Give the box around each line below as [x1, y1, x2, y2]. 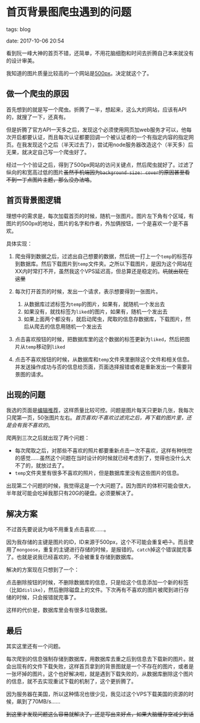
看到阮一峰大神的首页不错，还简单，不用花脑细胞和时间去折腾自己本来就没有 [6, 49, 194, 57]
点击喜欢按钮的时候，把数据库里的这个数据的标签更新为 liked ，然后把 [14, 335, 185, 342]
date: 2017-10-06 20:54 [6, 37, 64, 44]
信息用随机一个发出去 [49, 323, 102, 330]
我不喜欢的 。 [21, 422, 54, 429]
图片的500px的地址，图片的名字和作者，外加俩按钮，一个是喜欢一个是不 [6, 219, 183, 227]
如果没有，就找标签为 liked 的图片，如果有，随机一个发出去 [23, 308, 168, 315]
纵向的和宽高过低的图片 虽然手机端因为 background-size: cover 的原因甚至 [6, 169, 185, 176]
